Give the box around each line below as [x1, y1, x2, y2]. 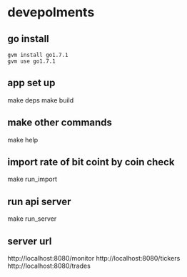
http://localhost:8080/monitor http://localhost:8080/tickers [7, 254, 181, 263]
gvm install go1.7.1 [7, 51, 69, 58]
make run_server [7, 214, 57, 223]
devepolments [7, 4, 95, 21]
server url [7, 235, 52, 247]
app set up [7, 77, 56, 89]
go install [7, 33, 50, 45]
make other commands [7, 117, 113, 129]
